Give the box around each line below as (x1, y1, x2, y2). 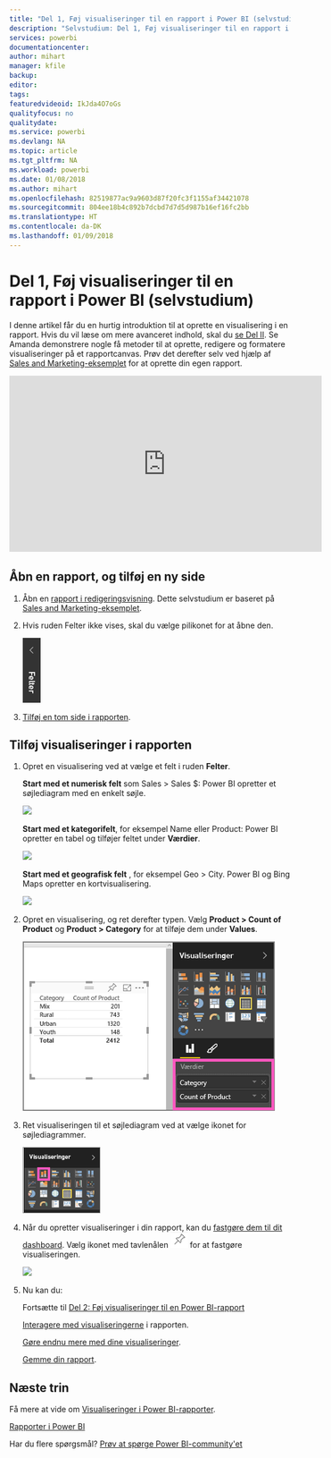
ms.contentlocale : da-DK (9, 222, 102, 232)
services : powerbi (9, 33, 78, 42)
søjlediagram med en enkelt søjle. (21, 788, 146, 799)
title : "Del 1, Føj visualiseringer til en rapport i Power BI (9, 14, 250, 23)
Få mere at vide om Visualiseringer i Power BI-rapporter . (9, 1404, 216, 1415)
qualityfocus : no (9, 108, 74, 118)
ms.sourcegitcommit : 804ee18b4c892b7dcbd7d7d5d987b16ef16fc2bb (9, 203, 250, 212)
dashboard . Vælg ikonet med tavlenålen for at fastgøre (21, 1240, 243, 1250)
